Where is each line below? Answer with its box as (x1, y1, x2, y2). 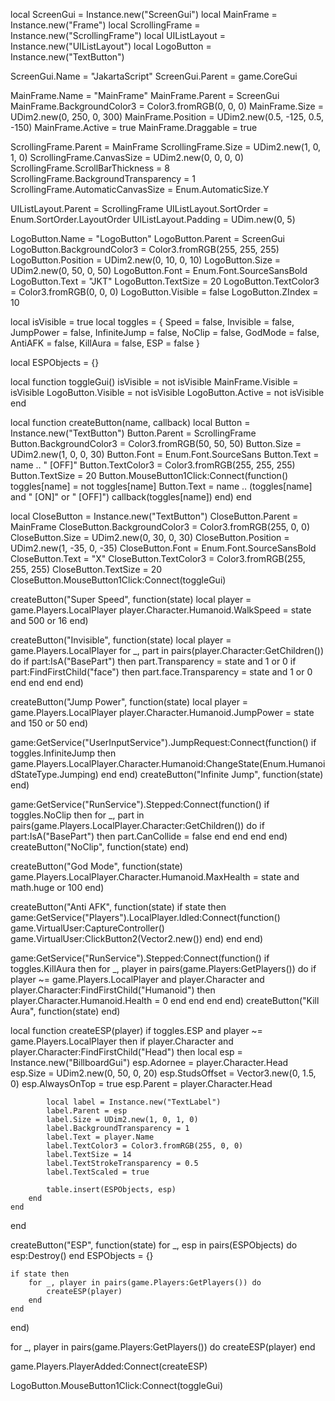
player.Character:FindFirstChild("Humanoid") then (10, 984, 216, 996)
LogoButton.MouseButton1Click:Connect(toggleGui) (10, 1380, 224, 1391)
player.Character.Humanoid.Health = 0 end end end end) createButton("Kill (10, 995, 320, 1006)
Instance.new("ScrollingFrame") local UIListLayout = (10, 30, 227, 41)
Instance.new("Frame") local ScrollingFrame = (10, 19, 201, 31)
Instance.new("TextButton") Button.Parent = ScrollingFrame (10, 427, 257, 439)
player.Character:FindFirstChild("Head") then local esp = (10, 1046, 243, 1058)
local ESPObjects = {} (10, 357, 100, 368)
